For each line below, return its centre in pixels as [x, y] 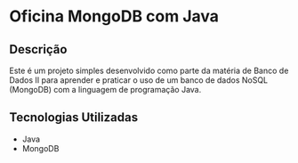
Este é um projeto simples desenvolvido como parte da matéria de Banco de [149, 70]
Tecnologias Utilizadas [74, 118]
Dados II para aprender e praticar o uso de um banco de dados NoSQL [139, 80]
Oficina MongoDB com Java [114, 16]
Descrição [38, 49]
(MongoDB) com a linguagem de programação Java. [105, 90]
